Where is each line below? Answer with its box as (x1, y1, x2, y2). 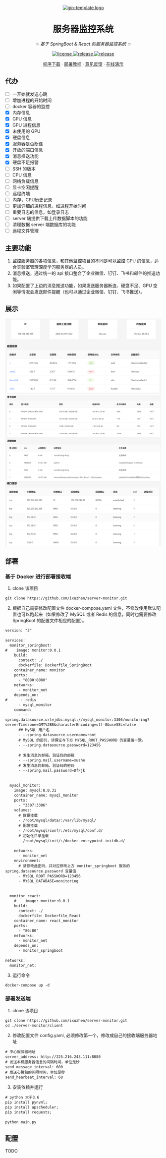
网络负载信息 (12, 178, 39, 184)
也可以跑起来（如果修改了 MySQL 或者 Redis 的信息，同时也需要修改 (16, 611, 157, 617)
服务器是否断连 (12, 141, 43, 147)
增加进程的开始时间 (12, 97, 52, 103)
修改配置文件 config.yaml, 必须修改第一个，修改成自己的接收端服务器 (12, 1032, 153, 1038)
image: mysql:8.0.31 (14, 788, 56, 793)
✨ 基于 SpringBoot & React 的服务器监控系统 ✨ (35, 41, 131, 47)
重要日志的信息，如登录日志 (12, 209, 69, 215)
